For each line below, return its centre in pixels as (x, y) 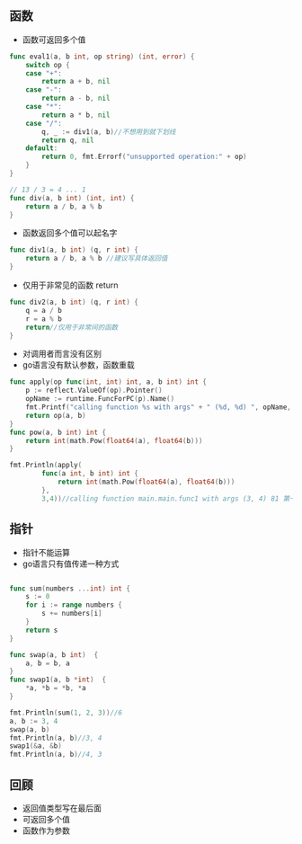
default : (42, 148)
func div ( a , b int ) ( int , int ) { (72, 198)
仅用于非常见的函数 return (70, 285)
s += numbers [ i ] (72, 614)
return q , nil (68, 140)
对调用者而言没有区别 (62, 354)
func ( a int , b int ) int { (90, 474)
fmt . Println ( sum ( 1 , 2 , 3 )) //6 (66, 713)
